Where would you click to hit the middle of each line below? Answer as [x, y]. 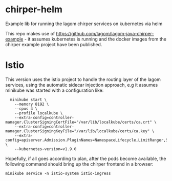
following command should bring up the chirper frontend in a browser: [79, 164]
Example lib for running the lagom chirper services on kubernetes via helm [84, 24]
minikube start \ [28, 99]
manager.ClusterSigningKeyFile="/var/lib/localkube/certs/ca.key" [78, 131]
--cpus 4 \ [26, 109]
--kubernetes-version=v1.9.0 [46, 149]
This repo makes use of [30, 33]
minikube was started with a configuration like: [55, 90]
